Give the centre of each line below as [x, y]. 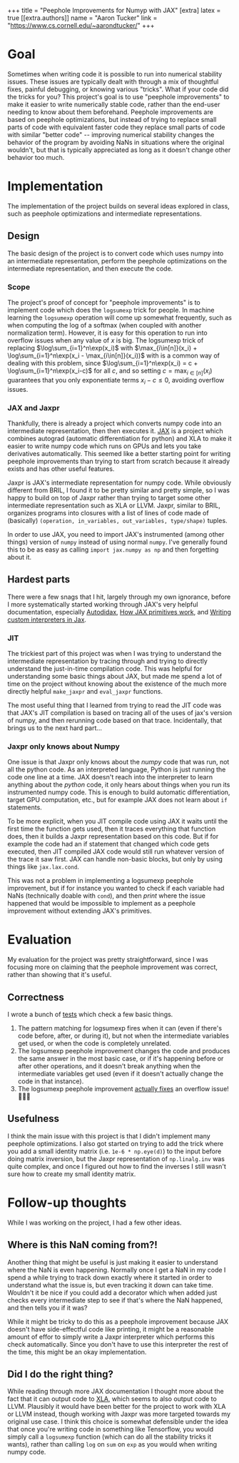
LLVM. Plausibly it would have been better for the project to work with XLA [117, 1407]
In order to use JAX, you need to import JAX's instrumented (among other [116, 534]
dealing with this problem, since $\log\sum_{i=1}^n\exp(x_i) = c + [103, 363]
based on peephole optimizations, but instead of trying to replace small [112, 119]
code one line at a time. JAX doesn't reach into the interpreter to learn [110, 777]
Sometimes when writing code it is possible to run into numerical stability [115, 74]
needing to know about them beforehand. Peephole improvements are [111, 112]
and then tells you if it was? [47, 1307]
